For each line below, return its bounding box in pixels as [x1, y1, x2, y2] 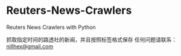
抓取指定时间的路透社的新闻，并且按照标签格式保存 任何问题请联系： [6, 36, 177, 43]
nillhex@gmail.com [6, 43, 53, 50]
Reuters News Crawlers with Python [6, 23, 96, 31]
